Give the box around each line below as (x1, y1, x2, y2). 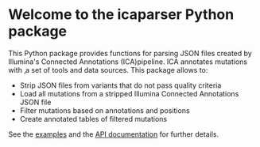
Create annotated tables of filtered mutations (19, 114, 168, 123)
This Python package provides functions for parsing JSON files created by (8, 48, 252, 58)
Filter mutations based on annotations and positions (19, 105, 190, 115)
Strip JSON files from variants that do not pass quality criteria (19, 81, 222, 90)
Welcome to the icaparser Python (8, 6, 235, 24)
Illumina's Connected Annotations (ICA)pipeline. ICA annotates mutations (8, 57, 248, 66)
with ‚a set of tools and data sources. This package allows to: (8, 65, 208, 74)
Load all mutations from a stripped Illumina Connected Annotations (19, 89, 239, 98)
